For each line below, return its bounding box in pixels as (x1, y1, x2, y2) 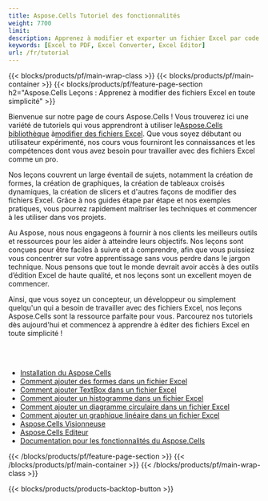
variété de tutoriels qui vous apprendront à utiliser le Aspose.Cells (8, 121, 223, 130)
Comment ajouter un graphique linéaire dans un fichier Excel (19, 411, 220, 420)
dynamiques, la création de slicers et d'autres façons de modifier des (8, 187, 238, 196)
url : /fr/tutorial (8, 49, 70, 57)
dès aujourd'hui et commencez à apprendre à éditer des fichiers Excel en (8, 320, 250, 329)
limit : (8, 26, 30, 34)
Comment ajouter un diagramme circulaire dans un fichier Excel (19, 402, 230, 411)
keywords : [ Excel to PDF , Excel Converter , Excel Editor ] (8, 42, 206, 50)
